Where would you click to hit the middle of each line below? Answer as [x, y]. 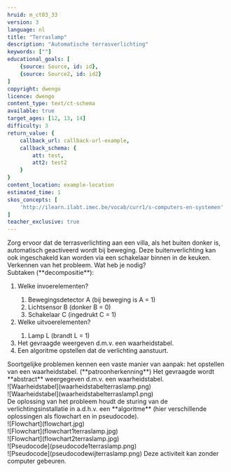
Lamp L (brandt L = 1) [59, 336]
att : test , [48, 155]
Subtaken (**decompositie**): [51, 273]
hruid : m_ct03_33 [33, 15]
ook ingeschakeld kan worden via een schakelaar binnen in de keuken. [109, 258]
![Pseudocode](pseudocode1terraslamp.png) [72, 446]
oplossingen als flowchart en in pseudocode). [73, 417]
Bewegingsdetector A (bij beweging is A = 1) [92, 300]
